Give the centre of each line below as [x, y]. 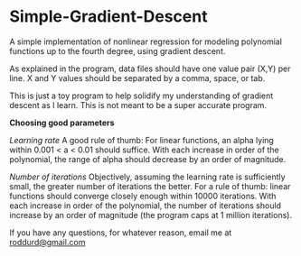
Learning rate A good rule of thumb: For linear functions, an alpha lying [141, 140]
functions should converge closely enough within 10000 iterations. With [143, 196]
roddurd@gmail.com [47, 242]
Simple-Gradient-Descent [108, 17]
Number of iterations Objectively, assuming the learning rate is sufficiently [148, 177]
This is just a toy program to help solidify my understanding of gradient [141, 96]
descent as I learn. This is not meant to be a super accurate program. [138, 105]
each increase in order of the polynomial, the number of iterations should [146, 206]
